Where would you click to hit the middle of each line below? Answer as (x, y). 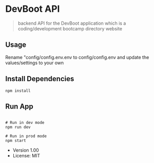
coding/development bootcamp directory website (70, 28)
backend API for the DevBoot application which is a (72, 23)
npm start (16, 141)
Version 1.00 (26, 150)
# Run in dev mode (25, 123)
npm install (18, 90)
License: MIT (26, 156)
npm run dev (18, 127)
